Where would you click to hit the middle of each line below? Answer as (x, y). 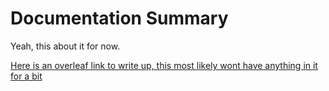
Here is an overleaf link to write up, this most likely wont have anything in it (164, 65)
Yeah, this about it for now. (65, 46)
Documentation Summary (119, 18)
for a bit (26, 76)
